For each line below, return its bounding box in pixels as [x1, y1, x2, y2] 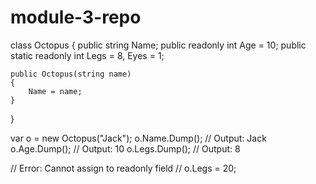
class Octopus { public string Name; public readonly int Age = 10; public [10, 39, 307, 51]
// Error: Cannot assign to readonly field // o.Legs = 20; [10, 162, 237, 174]
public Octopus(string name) [10, 69, 132, 79]
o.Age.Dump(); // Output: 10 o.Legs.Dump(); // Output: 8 [10, 142, 241, 155]
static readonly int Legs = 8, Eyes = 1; [10, 49, 165, 61]
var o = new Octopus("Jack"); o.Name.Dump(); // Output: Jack [10, 132, 267, 144]
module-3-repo [10, 6, 142, 29]
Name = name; [28, 86, 83, 96]
